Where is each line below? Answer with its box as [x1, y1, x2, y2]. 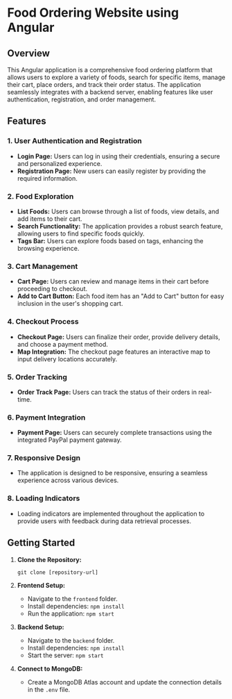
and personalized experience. [17, 159, 102, 167]
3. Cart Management [7, 261, 78, 271]
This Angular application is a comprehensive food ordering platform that [7, 66, 213, 74]
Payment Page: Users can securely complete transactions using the [17, 429, 213, 437]
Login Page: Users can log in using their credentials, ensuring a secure [17, 151, 220, 161]
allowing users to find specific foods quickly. [17, 229, 145, 238]
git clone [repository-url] [17, 568, 98, 576]
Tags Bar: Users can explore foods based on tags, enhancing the [17, 236, 204, 245]
